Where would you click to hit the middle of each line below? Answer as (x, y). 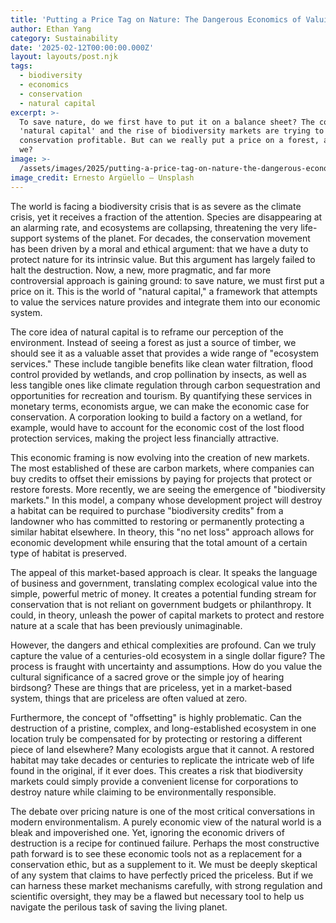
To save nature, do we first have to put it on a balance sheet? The (167, 122)
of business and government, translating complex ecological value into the (164, 583)
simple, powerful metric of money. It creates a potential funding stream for (163, 593)
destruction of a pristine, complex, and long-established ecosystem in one (163, 728)
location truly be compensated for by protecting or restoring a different (156, 738)
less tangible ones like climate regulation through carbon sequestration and (165, 385)
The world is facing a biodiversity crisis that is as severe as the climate (156, 206)
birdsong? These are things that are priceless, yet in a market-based (151, 687)
